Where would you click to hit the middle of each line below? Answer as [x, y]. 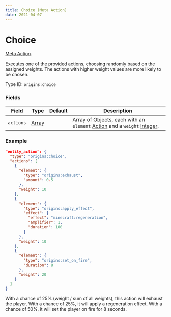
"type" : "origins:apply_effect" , [59, 208]
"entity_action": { [26, 152]
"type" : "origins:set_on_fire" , [58, 261]
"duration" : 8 [38, 265]
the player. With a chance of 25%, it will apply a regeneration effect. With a [84, 304]
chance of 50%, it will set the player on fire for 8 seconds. [66, 309]
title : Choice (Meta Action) [36, 10]
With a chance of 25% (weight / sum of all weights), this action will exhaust [84, 299]
